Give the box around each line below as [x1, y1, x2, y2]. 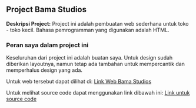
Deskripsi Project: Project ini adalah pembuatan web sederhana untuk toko [6, 20, 189, 27]
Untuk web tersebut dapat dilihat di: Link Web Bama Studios [6, 78, 152, 85]
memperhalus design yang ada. [6, 67, 83, 74]
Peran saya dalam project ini [6, 41, 89, 49]
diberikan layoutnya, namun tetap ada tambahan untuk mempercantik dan [6, 61, 185, 68]
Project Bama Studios [6, 5, 87, 15]
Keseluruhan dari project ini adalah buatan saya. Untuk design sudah [6, 54, 173, 61]
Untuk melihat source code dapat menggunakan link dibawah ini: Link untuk [6, 89, 190, 96]
